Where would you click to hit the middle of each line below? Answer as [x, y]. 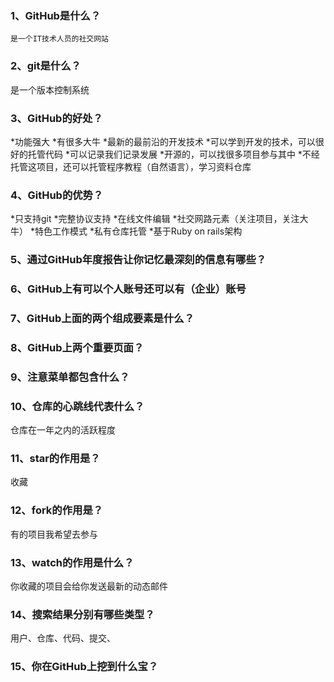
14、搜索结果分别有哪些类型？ [82, 614]
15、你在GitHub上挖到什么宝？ [84, 667]
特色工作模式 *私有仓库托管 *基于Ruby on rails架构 [138, 231]
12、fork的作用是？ [57, 510]
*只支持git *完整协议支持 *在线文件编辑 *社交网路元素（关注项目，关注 [155, 219]
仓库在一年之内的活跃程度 [63, 430]
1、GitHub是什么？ [56, 15]
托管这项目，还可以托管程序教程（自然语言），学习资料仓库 [131, 166]
